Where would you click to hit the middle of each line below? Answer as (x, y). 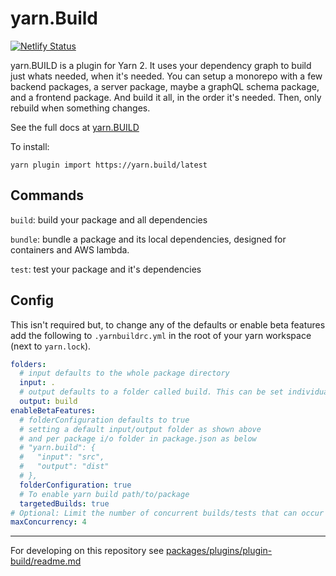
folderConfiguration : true (75, 485)
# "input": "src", (62, 457)
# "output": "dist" (64, 467)
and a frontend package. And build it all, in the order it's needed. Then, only (166, 97)
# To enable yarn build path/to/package (104, 494)
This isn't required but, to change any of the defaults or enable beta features (168, 324)
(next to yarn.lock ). (51, 346)
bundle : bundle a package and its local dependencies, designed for (148, 239)
